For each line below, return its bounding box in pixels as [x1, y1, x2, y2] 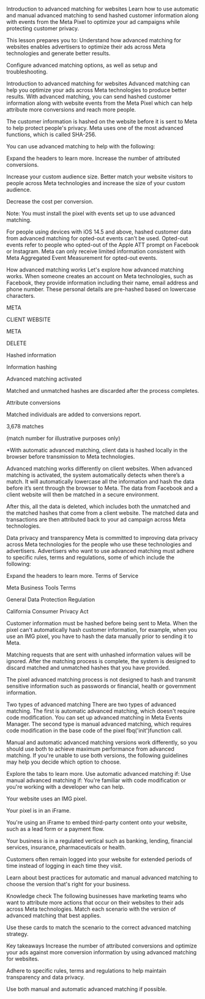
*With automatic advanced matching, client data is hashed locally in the [6, 447, 188, 454]
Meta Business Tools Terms [6, 584, 76, 591]
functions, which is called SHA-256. [6, 131, 97, 138]
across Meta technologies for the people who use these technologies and [6, 541, 192, 548]
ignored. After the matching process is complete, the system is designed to [6, 658, 196, 664]
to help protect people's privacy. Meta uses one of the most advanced [6, 124, 184, 131]
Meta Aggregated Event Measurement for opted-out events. [6, 254, 158, 261]
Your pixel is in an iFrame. [6, 807, 72, 814]
